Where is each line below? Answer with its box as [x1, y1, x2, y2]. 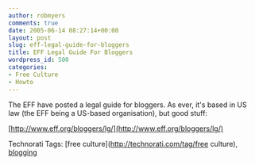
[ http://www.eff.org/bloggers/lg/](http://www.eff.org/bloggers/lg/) [8, 124, 224, 133]
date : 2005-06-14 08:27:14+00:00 [8, 26, 119, 34]
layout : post [8, 33, 52, 42]
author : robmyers [8, 11, 66, 20]
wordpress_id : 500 [8, 56, 69, 64]
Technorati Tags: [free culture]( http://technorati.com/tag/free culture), [8, 139, 238, 148]
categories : [8, 63, 48, 71]
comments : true [8, 19, 59, 27]
